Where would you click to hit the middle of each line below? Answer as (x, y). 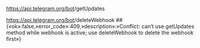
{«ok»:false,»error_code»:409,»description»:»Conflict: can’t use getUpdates (100, 26)
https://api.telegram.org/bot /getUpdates (56, 9)
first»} (14, 39)
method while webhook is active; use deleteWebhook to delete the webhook (100, 33)
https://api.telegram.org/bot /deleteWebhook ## (64, 20)
